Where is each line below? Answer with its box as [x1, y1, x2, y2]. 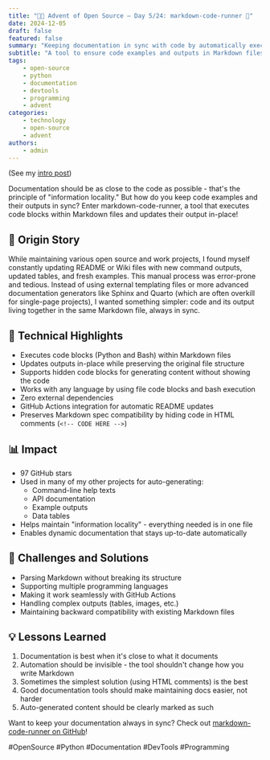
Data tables [31, 511, 71, 520]
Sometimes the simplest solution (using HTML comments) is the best [19, 677, 248, 687]
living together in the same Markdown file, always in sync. [8, 306, 201, 315]
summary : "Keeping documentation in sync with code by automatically [8, 42, 247, 50]
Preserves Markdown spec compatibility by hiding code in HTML [19, 410, 235, 419]
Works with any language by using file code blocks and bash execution [19, 384, 256, 394]
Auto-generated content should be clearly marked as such [19, 703, 215, 713]
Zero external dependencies [19, 393, 114, 402]
